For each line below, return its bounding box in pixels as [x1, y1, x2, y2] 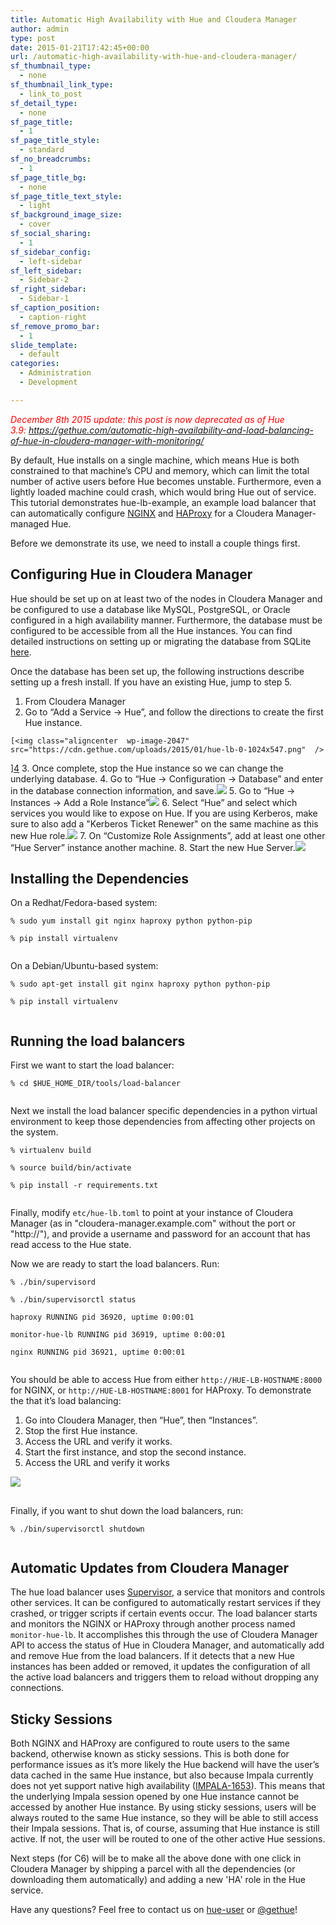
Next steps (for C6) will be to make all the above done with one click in [10, 1852, 302, 1865]
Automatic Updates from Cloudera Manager [10, 1559, 290, 1576]
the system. [10, 1126, 59, 1138]
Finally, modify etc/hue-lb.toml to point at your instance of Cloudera [10, 1207, 294, 1219]
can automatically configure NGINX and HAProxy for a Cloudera [10, 507, 274, 519]
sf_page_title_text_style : [10, 191, 123, 201]
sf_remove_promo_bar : [10, 321, 101, 331]
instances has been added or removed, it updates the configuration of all [10, 1661, 311, 1673]
